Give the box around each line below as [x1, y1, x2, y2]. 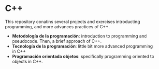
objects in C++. [12, 58, 43, 64]
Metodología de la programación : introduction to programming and [12, 33, 147, 39]
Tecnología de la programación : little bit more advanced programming [12, 43, 153, 49]
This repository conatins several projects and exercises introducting [5, 19, 140, 24]
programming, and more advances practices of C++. [5, 23, 110, 29]
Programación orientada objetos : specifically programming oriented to [12, 53, 155, 59]
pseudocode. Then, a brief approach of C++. [12, 38, 102, 44]
